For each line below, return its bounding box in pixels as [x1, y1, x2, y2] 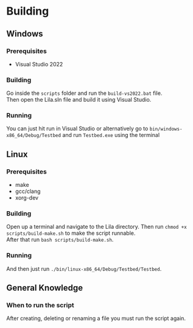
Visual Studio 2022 [15, 60, 63, 68]
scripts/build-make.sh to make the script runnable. [6, 229, 136, 237]
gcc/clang [15, 187, 41, 195]
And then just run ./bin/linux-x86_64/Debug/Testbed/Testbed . [6, 265, 162, 272]
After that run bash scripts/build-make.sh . [6, 236, 114, 243]
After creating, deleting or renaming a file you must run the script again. [6, 315, 186, 322]
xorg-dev [15, 194, 38, 201]
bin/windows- [149, 126, 183, 132]
